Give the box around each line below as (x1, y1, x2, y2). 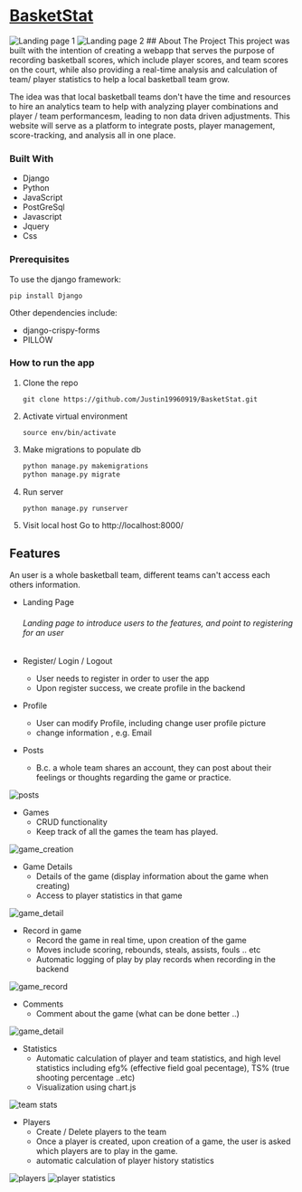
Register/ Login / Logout (22, 655, 113, 666)
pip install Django (9, 291, 83, 300)
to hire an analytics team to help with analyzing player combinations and (9, 100, 278, 111)
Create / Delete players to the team (35, 1126, 167, 1137)
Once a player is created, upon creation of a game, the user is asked (35, 1136, 291, 1147)
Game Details (22, 861, 73, 872)
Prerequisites (9, 253, 70, 266)
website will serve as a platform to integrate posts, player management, (9, 119, 276, 131)
